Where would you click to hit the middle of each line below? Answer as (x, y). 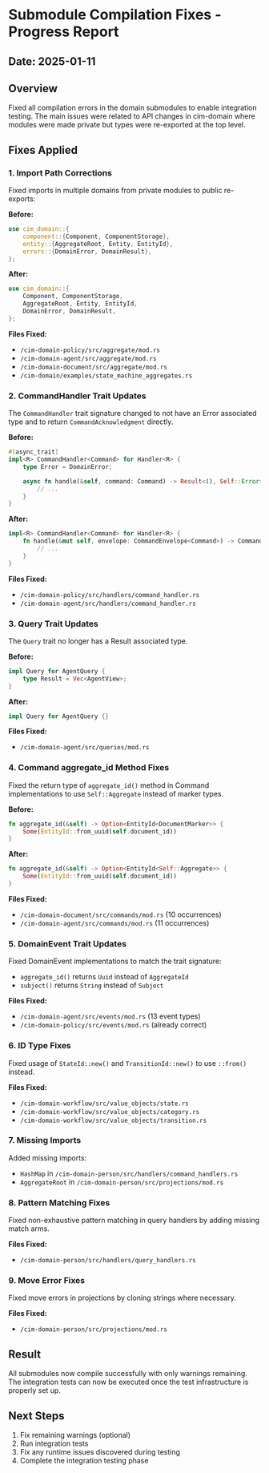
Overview (33, 89)
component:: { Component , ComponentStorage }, (96, 236)
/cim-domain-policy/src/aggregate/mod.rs (90, 350)
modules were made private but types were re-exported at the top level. (127, 125)
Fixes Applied (43, 150)
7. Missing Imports (45, 1140)
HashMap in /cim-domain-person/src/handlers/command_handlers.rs (129, 1173)
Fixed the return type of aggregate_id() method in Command (109, 785)
